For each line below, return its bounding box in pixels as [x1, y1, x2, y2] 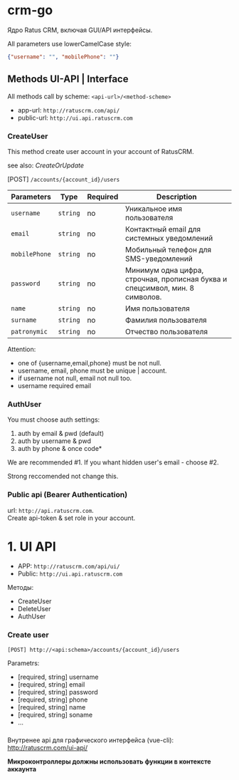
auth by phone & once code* [17, 444, 102, 453]
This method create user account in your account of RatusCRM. [7, 147, 194, 155]
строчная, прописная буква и [125, 274, 228, 284]
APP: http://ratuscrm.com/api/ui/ [17, 562, 120, 571]
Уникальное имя [125, 204, 183, 214]
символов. [125, 291, 162, 301]
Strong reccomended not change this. [7, 472, 119, 481]
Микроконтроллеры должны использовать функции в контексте [7, 757, 211, 766]
